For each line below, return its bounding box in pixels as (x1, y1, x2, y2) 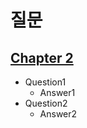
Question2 (24, 97, 68, 109)
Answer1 (39, 87, 76, 98)
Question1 (24, 76, 67, 88)
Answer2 (39, 108, 78, 120)
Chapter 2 (10, 49, 74, 66)
